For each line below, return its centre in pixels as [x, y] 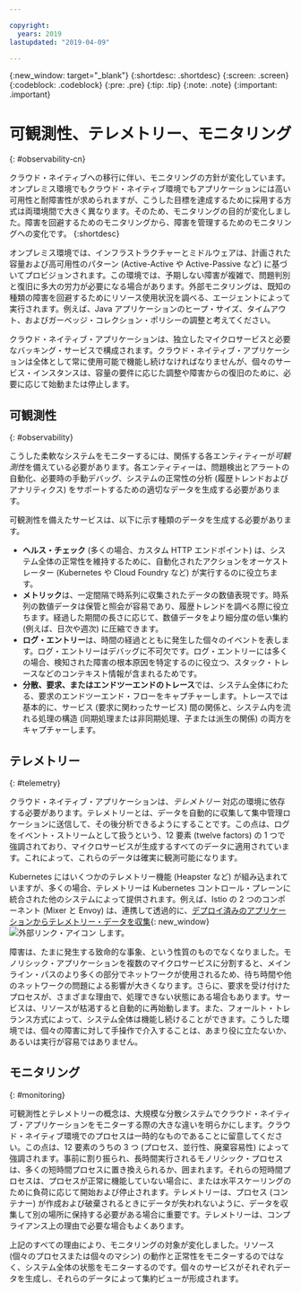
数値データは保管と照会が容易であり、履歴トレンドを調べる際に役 [160, 606]
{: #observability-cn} [48, 159]
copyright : [30, 25]
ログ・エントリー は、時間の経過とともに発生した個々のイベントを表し [152, 640]
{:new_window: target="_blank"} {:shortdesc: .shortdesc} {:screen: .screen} [149, 75]
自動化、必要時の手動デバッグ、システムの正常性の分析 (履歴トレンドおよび [149, 479]
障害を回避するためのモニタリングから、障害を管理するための [138, 223]
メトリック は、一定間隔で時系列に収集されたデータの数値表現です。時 [151, 595]
